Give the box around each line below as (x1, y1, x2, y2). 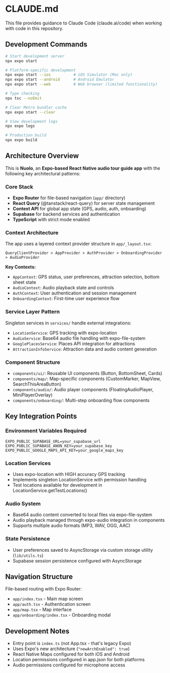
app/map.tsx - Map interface (12, 607, 72, 613)
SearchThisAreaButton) (12, 381, 62, 387)
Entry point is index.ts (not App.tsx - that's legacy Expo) (12, 640, 131, 647)
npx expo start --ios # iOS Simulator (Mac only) (5, 72, 133, 77)
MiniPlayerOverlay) (12, 392, 53, 398)
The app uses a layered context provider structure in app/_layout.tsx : (5, 240, 152, 247)
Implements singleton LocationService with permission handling (12, 476, 147, 482)
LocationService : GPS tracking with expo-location (12, 330, 118, 336)
